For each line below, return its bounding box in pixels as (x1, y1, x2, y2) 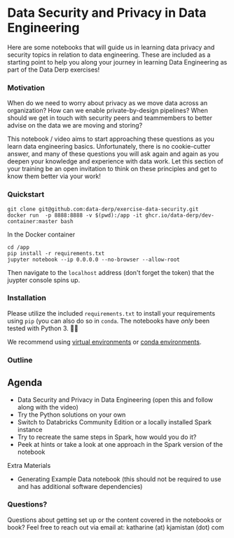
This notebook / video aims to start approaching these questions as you (7, 135, 215, 143)
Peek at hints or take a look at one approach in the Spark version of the (17, 440, 223, 448)
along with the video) (17, 403, 79, 411)
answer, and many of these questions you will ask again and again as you (7, 149, 219, 159)
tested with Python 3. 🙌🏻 (7, 324, 78, 332)
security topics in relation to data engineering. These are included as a (7, 51, 211, 59)
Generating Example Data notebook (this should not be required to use (17, 475, 222, 483)
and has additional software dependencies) (17, 482, 143, 490)
